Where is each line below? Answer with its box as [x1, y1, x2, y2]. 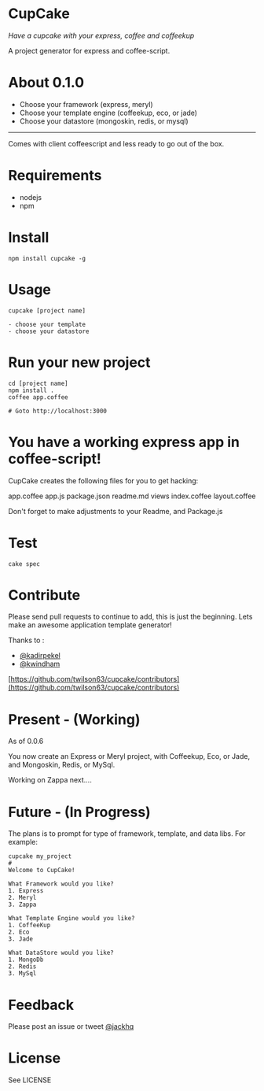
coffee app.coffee [8, 393, 68, 401]
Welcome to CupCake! [8, 867, 76, 875]
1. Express [8, 887, 44, 895]
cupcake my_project [8, 852, 72, 860]
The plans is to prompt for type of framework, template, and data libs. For [8, 829, 246, 838]
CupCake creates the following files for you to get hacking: [8, 475, 199, 485]
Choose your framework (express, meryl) [19, 99, 153, 109]
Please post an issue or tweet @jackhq [8, 1022, 134, 1031]
